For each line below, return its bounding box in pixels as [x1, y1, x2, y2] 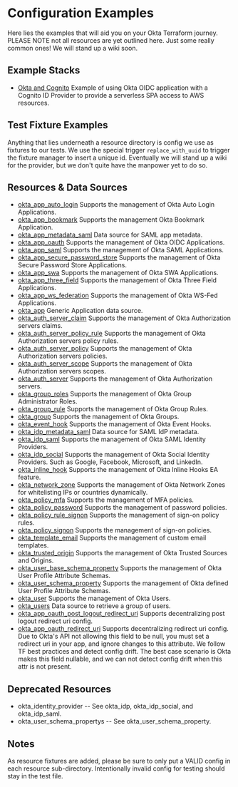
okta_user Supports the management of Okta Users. [17, 594, 171, 603]
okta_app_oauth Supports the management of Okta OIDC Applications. [17, 238, 225, 247]
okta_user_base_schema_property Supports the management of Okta [17, 564, 222, 572]
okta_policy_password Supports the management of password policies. [17, 503, 227, 512]
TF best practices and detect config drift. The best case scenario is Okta [17, 647, 232, 656]
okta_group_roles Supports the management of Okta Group [17, 390, 192, 398]
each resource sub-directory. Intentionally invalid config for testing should [7, 764, 225, 773]
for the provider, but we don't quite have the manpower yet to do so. [7, 160, 208, 169]
